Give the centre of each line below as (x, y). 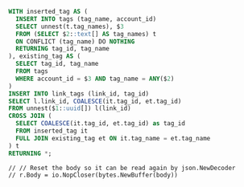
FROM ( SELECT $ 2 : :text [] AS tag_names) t (86, 34)
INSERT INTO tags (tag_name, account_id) (86, 19)
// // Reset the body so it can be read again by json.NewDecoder (122, 168)
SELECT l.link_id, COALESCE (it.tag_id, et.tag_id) (95, 101)
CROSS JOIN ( (30, 116)
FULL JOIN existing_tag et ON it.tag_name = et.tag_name (113, 138)
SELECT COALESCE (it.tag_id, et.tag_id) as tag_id (100, 124)
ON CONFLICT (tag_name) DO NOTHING (75, 41)
